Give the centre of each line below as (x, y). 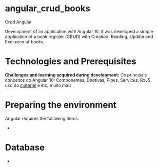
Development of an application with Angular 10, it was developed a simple (79, 31)
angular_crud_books (48, 9)
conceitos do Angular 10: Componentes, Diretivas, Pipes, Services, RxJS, (79, 80)
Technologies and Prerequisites (71, 62)
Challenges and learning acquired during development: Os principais (76, 75)
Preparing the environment (61, 105)
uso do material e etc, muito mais (38, 85)
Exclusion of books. (25, 41)
